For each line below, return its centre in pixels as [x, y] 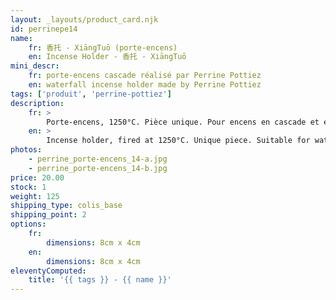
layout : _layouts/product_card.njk [84, 19]
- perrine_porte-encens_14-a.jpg [98, 159]
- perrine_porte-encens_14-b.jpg [98, 168]
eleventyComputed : [48, 271]
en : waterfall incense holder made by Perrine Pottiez [145, 85]
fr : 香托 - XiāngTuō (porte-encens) [103, 47]
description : [37, 103]
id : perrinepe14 [44, 29]
